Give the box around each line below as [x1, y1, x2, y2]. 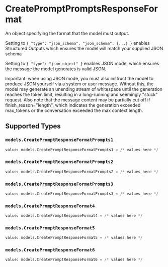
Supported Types [5, 122, 61, 130]
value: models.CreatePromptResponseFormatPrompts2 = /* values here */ [5, 169, 158, 174]
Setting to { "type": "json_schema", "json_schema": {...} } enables [5, 40, 150, 46]
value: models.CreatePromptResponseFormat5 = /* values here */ [5, 235, 143, 240]
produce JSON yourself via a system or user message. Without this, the [5, 81, 154, 87]
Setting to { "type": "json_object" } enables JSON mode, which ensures [5, 60, 159, 66]
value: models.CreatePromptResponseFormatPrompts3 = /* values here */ [5, 191, 158, 196]
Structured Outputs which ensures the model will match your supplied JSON [5, 45, 163, 51]
